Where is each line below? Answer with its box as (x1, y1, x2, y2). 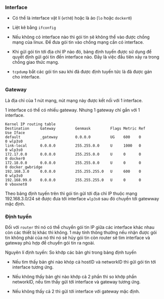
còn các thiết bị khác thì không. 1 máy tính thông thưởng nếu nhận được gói (5, 229, 157, 235)
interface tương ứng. (12, 264, 54, 270)
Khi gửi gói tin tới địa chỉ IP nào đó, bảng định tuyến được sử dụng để (12, 49, 152, 55)
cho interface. (12, 74, 41, 80)
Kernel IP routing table (5, 122, 56, 127)
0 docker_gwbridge (5, 164, 43, 169)
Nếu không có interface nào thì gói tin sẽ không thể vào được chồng (12, 34, 150, 40)
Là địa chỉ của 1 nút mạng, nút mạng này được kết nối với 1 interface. (5, 97, 143, 103)
